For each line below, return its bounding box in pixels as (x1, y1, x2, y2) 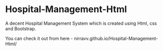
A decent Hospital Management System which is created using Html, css (5, 20, 157, 26)
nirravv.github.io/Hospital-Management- (74, 35, 158, 41)
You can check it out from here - (5, 35, 73, 41)
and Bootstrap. (5, 25, 36, 31)
